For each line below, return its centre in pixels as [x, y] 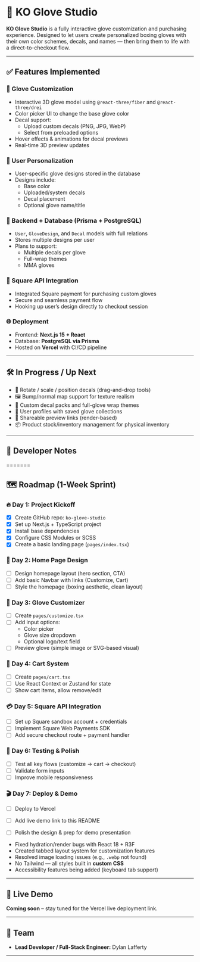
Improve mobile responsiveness [54, 777]
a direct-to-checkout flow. [38, 48]
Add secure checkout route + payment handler [72, 735]
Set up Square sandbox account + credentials [71, 722]
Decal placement [44, 198]
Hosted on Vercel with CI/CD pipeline [61, 347]
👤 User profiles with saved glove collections [68, 411]
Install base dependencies [47, 531]
